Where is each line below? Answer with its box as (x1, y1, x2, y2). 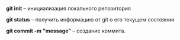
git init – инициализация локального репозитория (6, 5, 131, 12)
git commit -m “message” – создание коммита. (6, 27, 126, 34)
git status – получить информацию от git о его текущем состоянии (6, 16, 175, 23)
